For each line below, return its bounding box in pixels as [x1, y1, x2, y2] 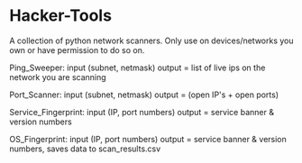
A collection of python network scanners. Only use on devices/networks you [9, 35, 295, 46]
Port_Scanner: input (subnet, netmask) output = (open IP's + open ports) [9, 89, 279, 100]
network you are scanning [9, 71, 106, 82]
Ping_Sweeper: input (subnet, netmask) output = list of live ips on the [9, 62, 266, 73]
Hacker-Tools [9, 5, 113, 26]
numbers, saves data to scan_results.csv [9, 143, 161, 154]
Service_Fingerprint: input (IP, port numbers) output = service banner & [9, 106, 275, 117]
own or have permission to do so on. [9, 44, 145, 55]
